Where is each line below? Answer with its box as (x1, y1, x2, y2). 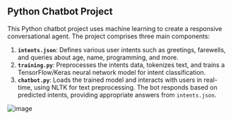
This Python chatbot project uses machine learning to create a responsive (7, 24, 222, 32)
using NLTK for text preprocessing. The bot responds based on (34, 83, 217, 91)
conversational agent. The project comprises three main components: (7, 32, 210, 40)
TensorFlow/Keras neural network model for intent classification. (17, 68, 206, 76)
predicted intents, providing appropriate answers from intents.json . (17, 90, 217, 99)
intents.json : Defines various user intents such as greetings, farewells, (17, 45, 226, 54)
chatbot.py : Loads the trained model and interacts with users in (17, 76, 203, 84)
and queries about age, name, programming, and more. (17, 53, 179, 61)
